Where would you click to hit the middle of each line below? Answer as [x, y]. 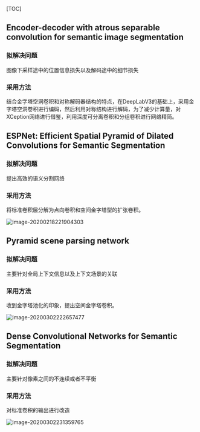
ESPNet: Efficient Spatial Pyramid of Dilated [90, 136]
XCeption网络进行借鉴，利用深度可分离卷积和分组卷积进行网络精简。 [92, 116]
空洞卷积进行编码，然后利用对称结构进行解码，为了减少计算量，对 [99, 109]
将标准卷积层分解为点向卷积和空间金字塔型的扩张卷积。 [75, 210]
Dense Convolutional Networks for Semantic [92, 337]
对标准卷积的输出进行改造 [38, 410]
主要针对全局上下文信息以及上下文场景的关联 [62, 274]
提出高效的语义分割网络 [35, 178]
